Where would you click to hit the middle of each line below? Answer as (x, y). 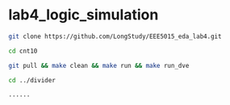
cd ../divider (32, 80)
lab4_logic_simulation (84, 15)
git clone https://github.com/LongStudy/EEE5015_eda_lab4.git (115, 36)
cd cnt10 (23, 51)
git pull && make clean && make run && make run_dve (99, 65)
